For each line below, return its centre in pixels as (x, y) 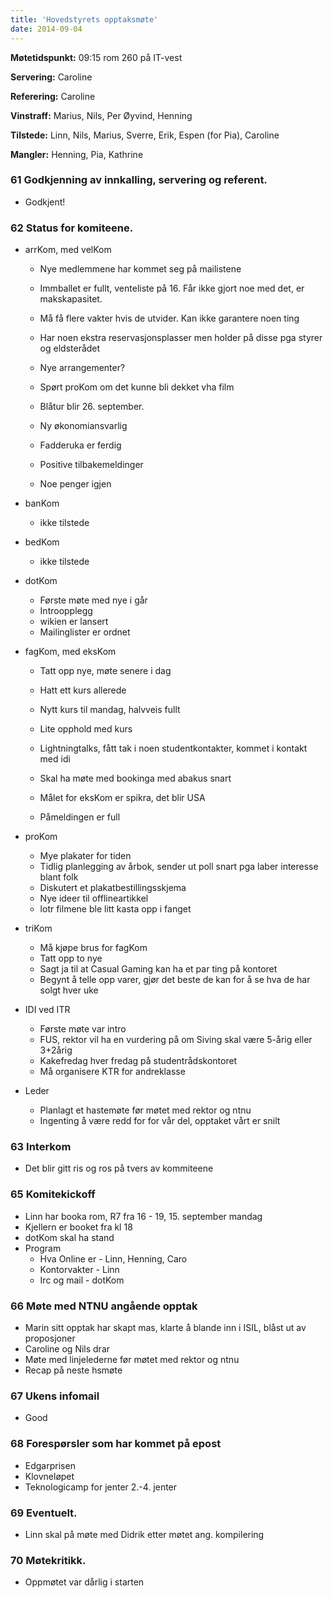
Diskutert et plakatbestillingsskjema (113, 888)
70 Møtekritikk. (48, 1560)
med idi (55, 759)
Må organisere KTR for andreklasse (112, 1072)
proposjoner (50, 1338)
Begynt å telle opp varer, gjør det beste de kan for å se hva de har (175, 980)
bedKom (42, 542)
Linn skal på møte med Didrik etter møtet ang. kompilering (144, 1534)
